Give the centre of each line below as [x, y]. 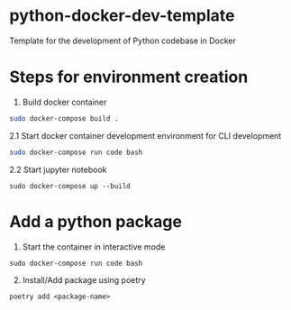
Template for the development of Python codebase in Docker [123, 41]
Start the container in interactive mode [94, 246]
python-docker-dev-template [122, 16]
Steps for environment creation [129, 77]
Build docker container [64, 102]
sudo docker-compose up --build [70, 186]
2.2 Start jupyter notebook [58, 169]
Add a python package [96, 221]
